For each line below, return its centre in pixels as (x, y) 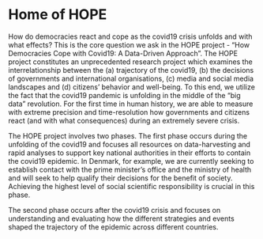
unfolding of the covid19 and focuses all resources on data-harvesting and (130, 144)
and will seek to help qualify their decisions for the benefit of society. (120, 178)
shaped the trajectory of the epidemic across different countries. (113, 226)
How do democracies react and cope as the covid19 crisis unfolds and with (130, 36)
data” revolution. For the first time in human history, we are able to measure (131, 104)
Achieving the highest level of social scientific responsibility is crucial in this (131, 186)
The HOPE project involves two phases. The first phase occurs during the (128, 135)
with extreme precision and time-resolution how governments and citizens (129, 112)
